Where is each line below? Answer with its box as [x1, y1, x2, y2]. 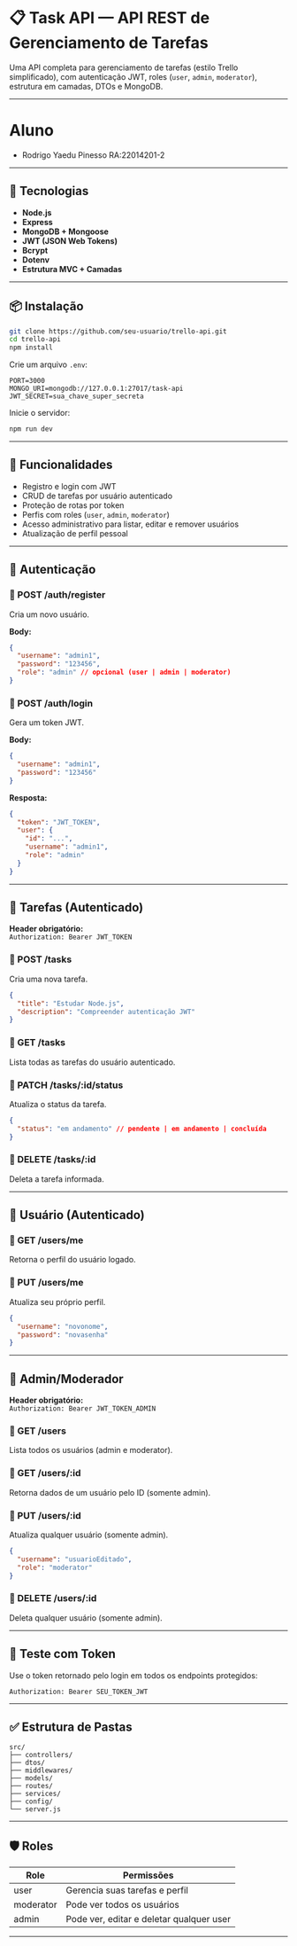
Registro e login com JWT [21, 481, 117, 491]
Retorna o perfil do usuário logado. [9, 1254, 136, 1265]
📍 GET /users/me [9, 1234, 84, 1247]
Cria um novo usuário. [9, 609, 90, 620]
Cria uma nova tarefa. [9, 973, 88, 984]
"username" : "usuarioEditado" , [17, 1554, 133, 1564]
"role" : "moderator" [17, 1563, 93, 1572]
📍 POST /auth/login [9, 697, 94, 709]
